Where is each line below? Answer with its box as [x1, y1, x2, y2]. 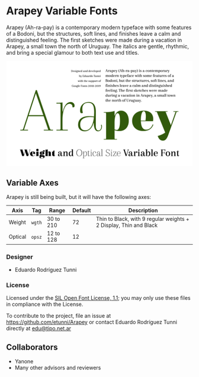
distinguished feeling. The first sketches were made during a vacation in [6, 36, 182, 43]
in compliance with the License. [6, 301, 84, 308]
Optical [8, 233, 27, 240]
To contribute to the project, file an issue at [6, 312, 111, 319]
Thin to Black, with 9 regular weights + [95, 216, 190, 222]
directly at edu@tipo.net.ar [6, 325, 72, 332]
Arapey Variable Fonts [6, 4, 118, 18]
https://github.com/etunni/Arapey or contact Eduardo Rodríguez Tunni [6, 319, 178, 326]
